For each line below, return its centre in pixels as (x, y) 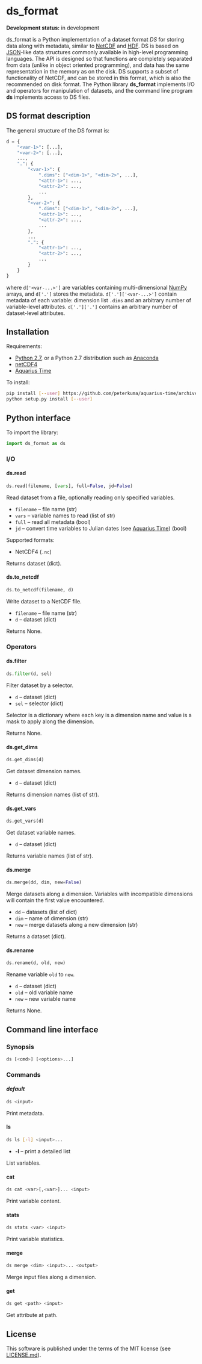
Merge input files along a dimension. (51, 1277)
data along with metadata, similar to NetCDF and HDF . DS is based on (93, 46)
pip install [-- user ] (33, 394)
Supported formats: (31, 540)
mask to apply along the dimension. (50, 721)
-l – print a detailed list (43, 1151)
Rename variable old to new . (41, 974)
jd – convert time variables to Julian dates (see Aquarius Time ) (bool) (101, 528)
